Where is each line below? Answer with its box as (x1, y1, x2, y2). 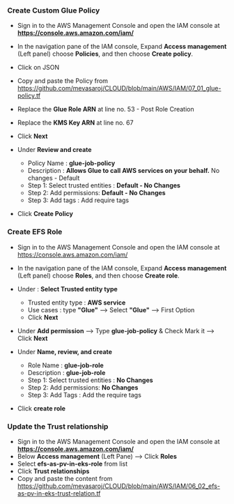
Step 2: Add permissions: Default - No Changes (27, 189, 166, 197)
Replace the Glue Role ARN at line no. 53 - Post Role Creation (17, 105, 195, 114)
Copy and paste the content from (17, 474, 113, 482)
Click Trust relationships (17, 466, 90, 475)
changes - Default (27, 174, 80, 183)
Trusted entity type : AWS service (27, 298, 126, 307)
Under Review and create (17, 146, 92, 154)
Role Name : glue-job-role (27, 361, 104, 369)
